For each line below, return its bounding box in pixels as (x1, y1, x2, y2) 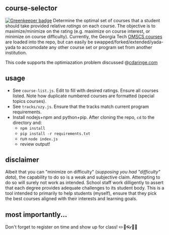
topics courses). (12, 98, 46, 104)
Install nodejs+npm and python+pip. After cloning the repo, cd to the (12, 114, 155, 120)
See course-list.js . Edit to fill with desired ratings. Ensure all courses (12, 87, 159, 93)
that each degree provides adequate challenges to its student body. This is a (5, 185, 164, 191)
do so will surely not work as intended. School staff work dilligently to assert (5, 180, 164, 186)
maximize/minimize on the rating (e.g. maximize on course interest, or (5, 28, 150, 34)
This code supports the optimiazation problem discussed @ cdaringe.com (5, 59, 158, 65)
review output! (20, 141, 50, 147)
